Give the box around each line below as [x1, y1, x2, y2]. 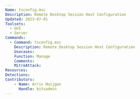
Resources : [5, 68, 28, 73]
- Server [9, 30, 28, 35]
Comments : [14, 58, 35, 63]
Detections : [5, 72, 30, 77]
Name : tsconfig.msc [5, 7, 46, 12]
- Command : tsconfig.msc [9, 40, 61, 45]
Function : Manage [14, 53, 50, 59]
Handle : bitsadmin [18, 86, 57, 91]
